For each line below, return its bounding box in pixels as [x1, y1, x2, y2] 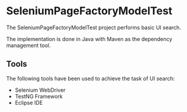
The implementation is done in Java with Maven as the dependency [6, 35, 173, 42]
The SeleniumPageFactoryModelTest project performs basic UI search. [6, 24, 181, 31]
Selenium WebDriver [14, 86, 66, 94]
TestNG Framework [14, 92, 63, 99]
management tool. [6, 42, 51, 49]
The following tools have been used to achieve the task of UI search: [6, 74, 175, 82]
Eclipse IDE [14, 99, 43, 106]
